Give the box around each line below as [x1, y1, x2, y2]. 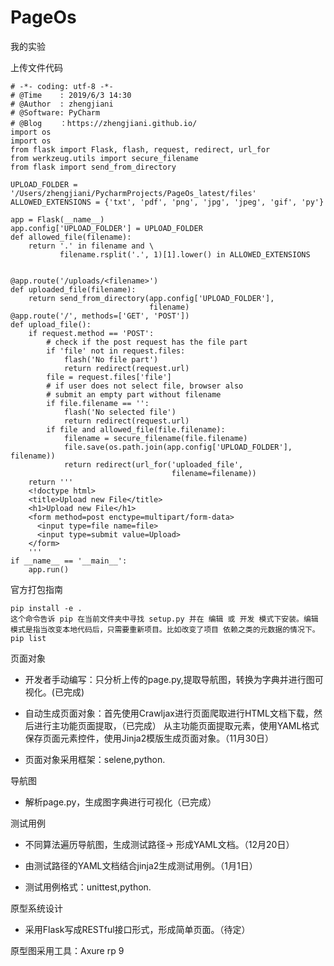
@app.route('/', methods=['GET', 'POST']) [10, 311, 190, 321]
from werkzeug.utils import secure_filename [10, 153, 199, 163]
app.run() [28, 564, 70, 575]
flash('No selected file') [63, 407, 177, 417]
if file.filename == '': [46, 398, 150, 408]
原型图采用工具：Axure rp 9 [10, 944, 125, 956]
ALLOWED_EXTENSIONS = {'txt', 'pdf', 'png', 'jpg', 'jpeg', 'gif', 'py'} [10, 197, 325, 207]
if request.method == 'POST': [28, 328, 155, 338]
